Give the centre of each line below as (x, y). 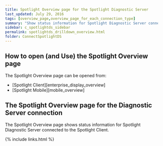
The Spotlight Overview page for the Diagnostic (79, 105)
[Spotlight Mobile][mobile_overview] (48, 90)
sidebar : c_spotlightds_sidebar (38, 28)
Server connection (34, 113)
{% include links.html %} (30, 139)
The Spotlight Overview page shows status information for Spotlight (73, 125)
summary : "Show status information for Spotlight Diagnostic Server (76, 23)
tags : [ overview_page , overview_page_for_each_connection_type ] (70, 18)
